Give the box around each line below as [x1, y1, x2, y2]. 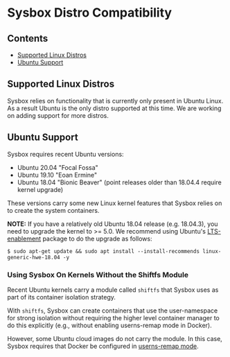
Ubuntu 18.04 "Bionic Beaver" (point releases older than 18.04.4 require [17, 178, 222, 186]
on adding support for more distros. [7, 111, 109, 119]
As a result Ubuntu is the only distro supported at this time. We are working [7, 104, 222, 112]
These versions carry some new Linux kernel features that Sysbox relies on [7, 199, 222, 207]
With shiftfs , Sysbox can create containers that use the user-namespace [7, 306, 218, 315]
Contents [7, 33, 48, 44]
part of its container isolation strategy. [7, 293, 116, 301]
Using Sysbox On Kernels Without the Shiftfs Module [7, 270, 189, 279]
